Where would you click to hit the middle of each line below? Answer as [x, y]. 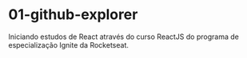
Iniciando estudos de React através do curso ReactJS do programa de [124, 37]
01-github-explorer [73, 15]
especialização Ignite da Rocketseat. [69, 44]
